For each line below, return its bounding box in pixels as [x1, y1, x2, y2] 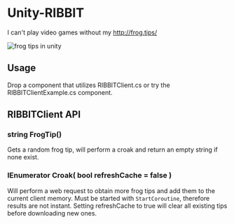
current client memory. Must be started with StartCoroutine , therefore [7, 194, 210, 202]
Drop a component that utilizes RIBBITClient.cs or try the [7, 81, 170, 89]
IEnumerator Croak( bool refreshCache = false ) [7, 171, 172, 180]
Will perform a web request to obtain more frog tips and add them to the [7, 186, 216, 195]
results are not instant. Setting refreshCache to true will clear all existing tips [7, 202, 228, 210]
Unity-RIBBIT [7, 5, 85, 21]
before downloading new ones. [7, 209, 97, 217]
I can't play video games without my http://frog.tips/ [7, 28, 158, 37]
